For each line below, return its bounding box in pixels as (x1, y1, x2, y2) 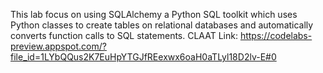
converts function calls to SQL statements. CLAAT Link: (10, 30, 238, 41)
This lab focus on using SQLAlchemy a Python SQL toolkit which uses (10, 9, 298, 20)
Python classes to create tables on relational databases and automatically (10, 19, 314, 31)
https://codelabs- (239, 30, 313, 41)
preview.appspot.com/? (10, 40, 107, 52)
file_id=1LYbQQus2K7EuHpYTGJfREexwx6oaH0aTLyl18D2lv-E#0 (10, 51, 277, 63)
